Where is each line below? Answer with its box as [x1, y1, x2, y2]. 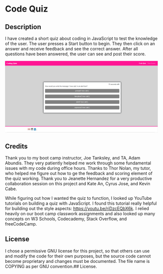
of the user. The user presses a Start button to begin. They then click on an [5, 41, 155, 47]
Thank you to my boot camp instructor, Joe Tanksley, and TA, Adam [5, 155, 141, 161]
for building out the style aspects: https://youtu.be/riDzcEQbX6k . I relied [5, 206, 149, 211]
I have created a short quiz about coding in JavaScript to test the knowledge [5, 35, 158, 41]
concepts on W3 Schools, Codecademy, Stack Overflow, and [5, 216, 127, 222]
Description [5, 23, 41, 31]
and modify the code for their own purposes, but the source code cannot [5, 253, 151, 259]
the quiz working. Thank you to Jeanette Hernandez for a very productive [5, 176, 152, 181]
